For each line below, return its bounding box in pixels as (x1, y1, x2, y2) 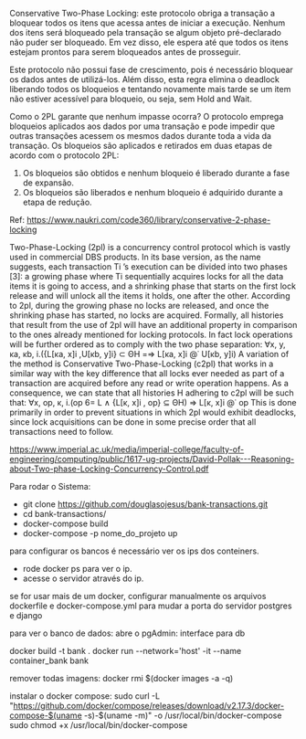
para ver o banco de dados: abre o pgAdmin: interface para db (9, 628, 246, 639)
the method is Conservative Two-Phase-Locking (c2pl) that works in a (9, 358, 274, 369)
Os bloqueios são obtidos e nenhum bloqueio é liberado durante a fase (22, 168, 290, 178)
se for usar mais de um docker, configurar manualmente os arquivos (9, 591, 267, 601)
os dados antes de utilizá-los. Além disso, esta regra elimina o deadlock (9, 74, 280, 85)
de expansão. (22, 177, 75, 188)
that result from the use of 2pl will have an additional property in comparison (9, 320, 298, 330)
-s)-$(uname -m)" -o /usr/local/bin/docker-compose (83, 710, 282, 721)
